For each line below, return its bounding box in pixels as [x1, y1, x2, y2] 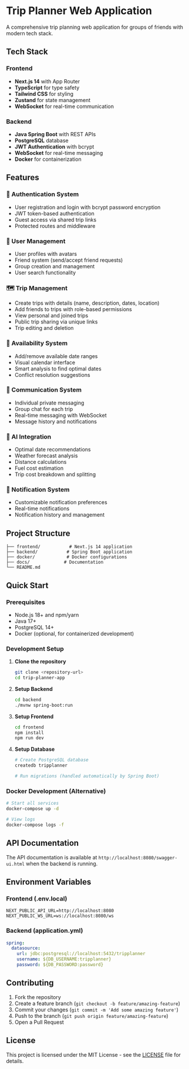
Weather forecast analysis [14, 452, 78, 459]
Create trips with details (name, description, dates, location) [14, 299, 160, 306]
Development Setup [6, 645, 64, 653]
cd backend [14, 697, 42, 703]
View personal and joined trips [14, 312, 89, 319]
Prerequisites [6, 598, 45, 606]
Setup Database [14, 746, 55, 753]
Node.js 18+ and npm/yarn [14, 611, 79, 618]
